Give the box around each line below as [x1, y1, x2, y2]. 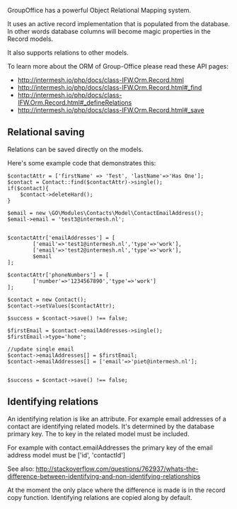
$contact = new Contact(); [7, 296, 87, 303]
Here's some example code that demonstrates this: [7, 158, 156, 167]
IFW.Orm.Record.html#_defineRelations [17, 98, 132, 107]
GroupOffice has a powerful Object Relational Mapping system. [7, 6, 192, 14]
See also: [7, 464, 35, 473]
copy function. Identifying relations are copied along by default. [7, 493, 192, 501]
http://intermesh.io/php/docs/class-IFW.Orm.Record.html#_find [17, 83, 202, 91]
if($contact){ [7, 185, 50, 192]
